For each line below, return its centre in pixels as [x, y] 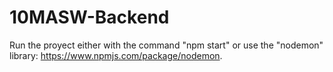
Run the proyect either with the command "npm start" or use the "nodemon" [166, 45]
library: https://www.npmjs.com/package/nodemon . [116, 55]
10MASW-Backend [89, 17]
